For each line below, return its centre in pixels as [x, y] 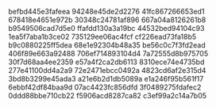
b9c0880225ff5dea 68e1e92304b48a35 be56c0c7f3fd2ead [107, 45]
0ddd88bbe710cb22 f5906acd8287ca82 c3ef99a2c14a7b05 [108, 96]
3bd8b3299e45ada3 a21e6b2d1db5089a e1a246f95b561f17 [106, 79]
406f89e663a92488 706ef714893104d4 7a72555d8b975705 [108, 53]
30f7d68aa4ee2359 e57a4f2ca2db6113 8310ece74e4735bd [106, 62]
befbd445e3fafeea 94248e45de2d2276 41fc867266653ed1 [106, 11]
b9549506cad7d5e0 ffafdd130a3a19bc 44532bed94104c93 [106, 28]
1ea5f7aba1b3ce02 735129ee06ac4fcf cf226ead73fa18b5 [102, 36]
